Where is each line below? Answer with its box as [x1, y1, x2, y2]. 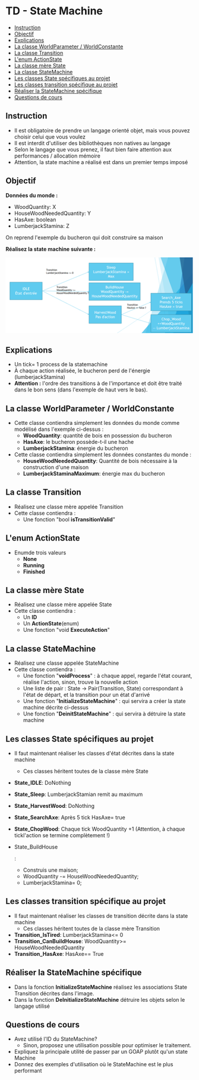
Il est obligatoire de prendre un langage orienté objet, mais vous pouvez [14, 126, 191, 134]
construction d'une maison [23, 464, 89, 471]
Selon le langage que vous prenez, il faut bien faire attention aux [14, 146, 172, 153]
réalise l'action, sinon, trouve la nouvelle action [23, 678, 138, 686]
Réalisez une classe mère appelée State [14, 601, 112, 608]
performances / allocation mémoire [14, 152, 100, 159]
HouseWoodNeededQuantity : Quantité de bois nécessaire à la [23, 457, 178, 464]
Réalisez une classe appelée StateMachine [14, 659, 119, 666]
